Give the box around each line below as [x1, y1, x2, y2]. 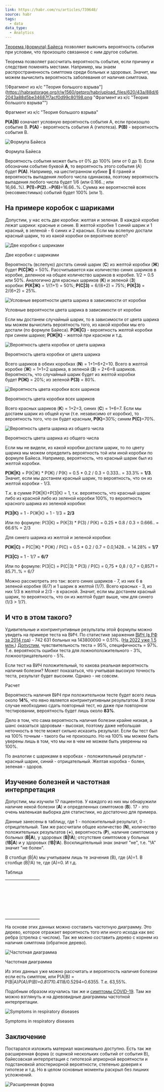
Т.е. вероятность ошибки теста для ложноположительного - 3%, [5, 647, 142, 653]
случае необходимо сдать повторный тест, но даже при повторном [5, 702, 148, 708]
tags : [5, 16, 16, 21]
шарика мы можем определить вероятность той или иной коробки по [5, 450, 153, 456]
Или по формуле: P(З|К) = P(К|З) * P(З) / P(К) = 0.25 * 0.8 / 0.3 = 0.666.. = [5, 519, 159, 525]
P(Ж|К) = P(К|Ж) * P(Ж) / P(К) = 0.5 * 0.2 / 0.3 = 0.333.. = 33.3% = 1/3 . [5, 470, 152, 476]
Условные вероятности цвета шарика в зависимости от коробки [5, 307, 141, 313]
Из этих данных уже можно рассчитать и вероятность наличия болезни [5, 968, 158, 974]
